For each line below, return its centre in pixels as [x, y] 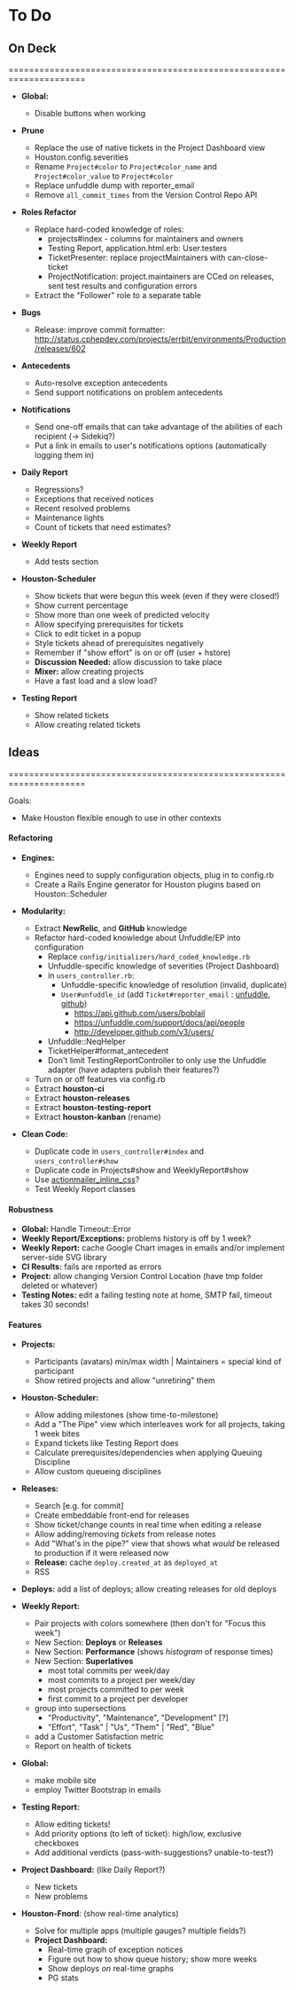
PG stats [63, 1978]
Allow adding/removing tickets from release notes [125, 1534]
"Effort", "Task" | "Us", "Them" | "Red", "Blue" [131, 1727]
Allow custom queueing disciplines [97, 1472]
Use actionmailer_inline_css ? [87, 1180]
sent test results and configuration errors [122, 286]
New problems [61, 1897]
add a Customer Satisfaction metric [99, 1737]
